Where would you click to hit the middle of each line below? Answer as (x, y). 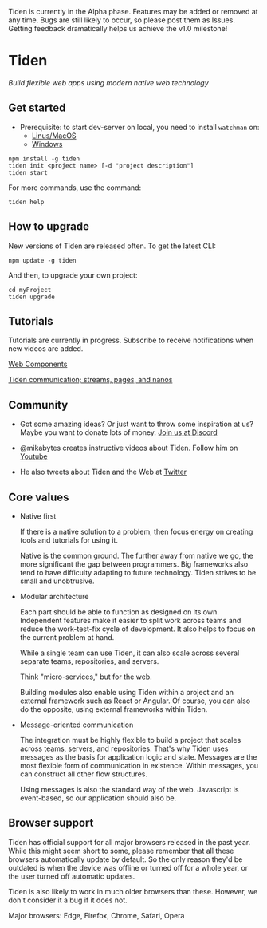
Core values (39, 497)
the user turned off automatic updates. (72, 876)
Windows (47, 144)
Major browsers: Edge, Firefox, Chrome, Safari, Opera (96, 915)
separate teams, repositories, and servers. (89, 661)
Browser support (51, 823)
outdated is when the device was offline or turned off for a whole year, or (128, 867)
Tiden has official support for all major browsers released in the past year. (130, 842)
